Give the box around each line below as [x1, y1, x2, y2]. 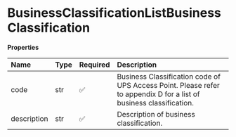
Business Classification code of [117, 72, 221, 81]
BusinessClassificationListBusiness [7, 5, 221, 21]
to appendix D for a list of [117, 89, 200, 99]
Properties [7, 43, 39, 51]
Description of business [117, 109, 195, 119]
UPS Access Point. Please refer [117, 80, 220, 90]
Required [79, 60, 110, 70]
